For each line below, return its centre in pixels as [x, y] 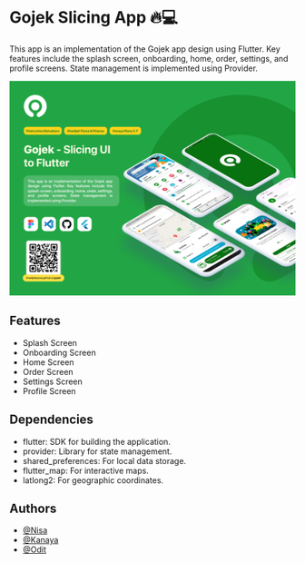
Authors [33, 508]
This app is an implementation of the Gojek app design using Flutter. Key [145, 49]
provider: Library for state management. [97, 451]
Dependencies [51, 420]
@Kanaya [40, 540]
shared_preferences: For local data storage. [104, 460]
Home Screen [48, 362]
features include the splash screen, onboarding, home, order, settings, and [149, 58]
